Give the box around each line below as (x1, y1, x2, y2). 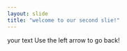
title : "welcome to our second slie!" (7, 17, 120, 24)
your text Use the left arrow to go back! (7, 36, 120, 44)
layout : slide (7, 10, 49, 17)
